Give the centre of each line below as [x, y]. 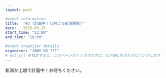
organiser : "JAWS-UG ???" [32, 51]
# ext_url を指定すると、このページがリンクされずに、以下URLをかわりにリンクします [83, 55]
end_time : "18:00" [24, 37]
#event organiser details [32, 46]
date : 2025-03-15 [25, 28]
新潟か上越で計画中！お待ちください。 [44, 70]
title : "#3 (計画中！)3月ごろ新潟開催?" [45, 23]
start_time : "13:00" [27, 33]
